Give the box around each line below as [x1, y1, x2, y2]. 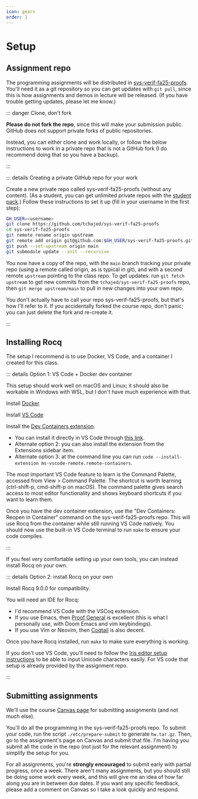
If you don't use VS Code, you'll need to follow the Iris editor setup [6, 649, 168, 657]
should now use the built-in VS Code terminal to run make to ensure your [6, 526, 181, 533]
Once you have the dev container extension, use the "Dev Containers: [6, 507, 176, 515]
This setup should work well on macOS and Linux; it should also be [6, 382, 169, 389]
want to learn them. [6, 496, 54, 503]
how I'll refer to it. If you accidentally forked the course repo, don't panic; [6, 302, 184, 310]
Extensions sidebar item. [14, 447, 75, 454]
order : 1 [6, 14, 28, 20]
